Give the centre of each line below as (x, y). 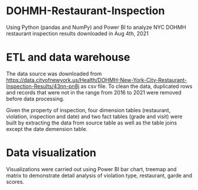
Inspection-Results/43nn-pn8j (43, 86)
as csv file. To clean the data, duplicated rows (137, 86)
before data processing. (35, 99)
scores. (15, 182)
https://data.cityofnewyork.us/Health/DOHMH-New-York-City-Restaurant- (97, 80)
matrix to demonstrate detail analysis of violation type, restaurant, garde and (99, 175)
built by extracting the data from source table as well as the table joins (92, 123)
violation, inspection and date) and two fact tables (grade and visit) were (94, 116)
